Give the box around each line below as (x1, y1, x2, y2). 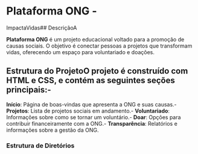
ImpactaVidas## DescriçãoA (6, 24, 77, 31)
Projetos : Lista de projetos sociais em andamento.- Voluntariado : (6, 107, 170, 114)
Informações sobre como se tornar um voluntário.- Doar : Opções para (6, 113, 181, 121)
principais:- (6, 85, 51, 95)
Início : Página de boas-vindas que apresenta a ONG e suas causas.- (6, 100, 177, 108)
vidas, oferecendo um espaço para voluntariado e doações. (6, 48, 155, 55)
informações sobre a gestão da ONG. (6, 126, 99, 134)
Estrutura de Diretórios (6, 141, 75, 150)
